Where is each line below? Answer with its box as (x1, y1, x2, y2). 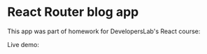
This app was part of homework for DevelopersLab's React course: (7, 27, 201, 35)
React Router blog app (7, 4, 139, 20)
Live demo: (7, 40, 40, 48)
